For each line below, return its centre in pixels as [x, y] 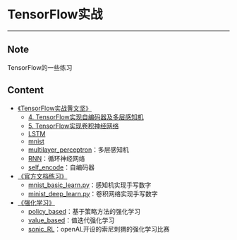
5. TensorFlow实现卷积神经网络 [73, 126]
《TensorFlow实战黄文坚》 [55, 108]
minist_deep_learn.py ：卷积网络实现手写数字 [93, 193]
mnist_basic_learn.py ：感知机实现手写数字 [90, 185]
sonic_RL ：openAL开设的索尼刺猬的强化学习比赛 [99, 229]
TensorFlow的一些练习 [40, 67]
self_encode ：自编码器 [61, 167]
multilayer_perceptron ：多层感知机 [78, 150]
